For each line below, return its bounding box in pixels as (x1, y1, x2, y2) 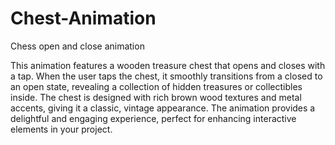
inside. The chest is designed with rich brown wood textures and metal (10, 91, 302, 103)
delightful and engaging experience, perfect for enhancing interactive (10, 112, 297, 124)
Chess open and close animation (10, 40, 145, 52)
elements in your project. (10, 123, 113, 135)
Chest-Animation (10, 7, 157, 30)
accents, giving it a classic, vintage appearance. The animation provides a (10, 102, 316, 114)
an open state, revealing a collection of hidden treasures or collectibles (10, 80, 303, 92)
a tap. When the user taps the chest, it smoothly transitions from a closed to (10, 70, 323, 82)
